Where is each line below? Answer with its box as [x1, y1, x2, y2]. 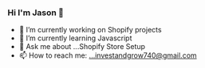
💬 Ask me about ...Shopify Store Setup [18, 42, 145, 51]
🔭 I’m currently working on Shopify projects [18, 25, 162, 35]
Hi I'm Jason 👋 [7, 7, 65, 18]
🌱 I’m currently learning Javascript [18, 33, 132, 43]
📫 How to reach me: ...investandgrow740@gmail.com [18, 51, 197, 60]
